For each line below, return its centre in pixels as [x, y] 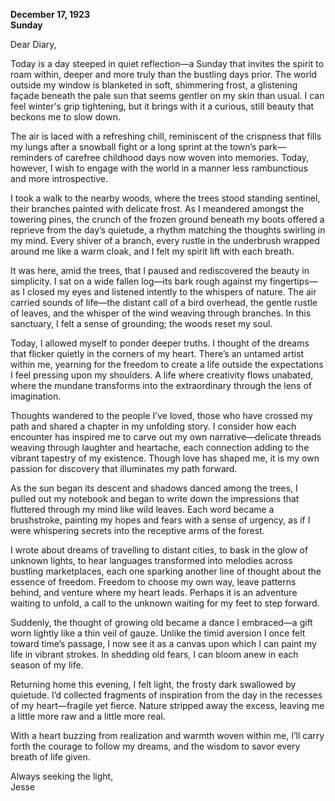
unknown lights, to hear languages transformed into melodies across [151, 560]
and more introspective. [59, 178]
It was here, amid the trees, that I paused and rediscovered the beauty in [160, 270]
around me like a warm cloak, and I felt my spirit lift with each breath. [152, 251]
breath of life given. [50, 757]
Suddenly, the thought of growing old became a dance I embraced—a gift [161, 622]
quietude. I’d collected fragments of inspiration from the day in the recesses [166, 695]
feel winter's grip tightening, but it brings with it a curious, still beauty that [162, 106]
